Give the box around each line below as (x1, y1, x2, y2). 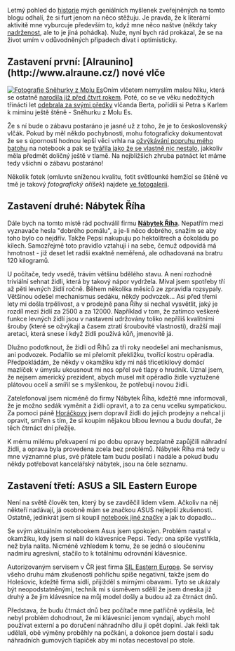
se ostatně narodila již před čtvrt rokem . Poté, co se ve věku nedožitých (7, 93, 215, 101)
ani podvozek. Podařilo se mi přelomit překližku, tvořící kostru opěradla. (7, 350, 215, 358)
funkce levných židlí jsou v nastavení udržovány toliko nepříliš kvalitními (7, 314, 215, 323)
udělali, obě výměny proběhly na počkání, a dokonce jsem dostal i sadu (7, 629, 214, 637)
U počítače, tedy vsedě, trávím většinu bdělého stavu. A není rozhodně (7, 269, 213, 278)
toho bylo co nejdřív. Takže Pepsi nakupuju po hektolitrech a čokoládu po (7, 234, 219, 242)
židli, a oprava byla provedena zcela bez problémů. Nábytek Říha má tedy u (7, 445, 226, 453)
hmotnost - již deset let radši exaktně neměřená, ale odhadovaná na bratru (7, 248, 223, 257)
